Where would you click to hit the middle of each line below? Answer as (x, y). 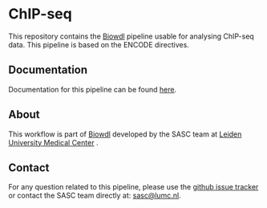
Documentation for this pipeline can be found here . (93, 89)
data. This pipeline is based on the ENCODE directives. (99, 44)
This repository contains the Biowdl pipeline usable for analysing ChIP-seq (131, 36)
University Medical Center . (53, 142)
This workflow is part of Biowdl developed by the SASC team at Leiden (125, 134)
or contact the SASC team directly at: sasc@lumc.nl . (95, 196)
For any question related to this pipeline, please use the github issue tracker (133, 187)
